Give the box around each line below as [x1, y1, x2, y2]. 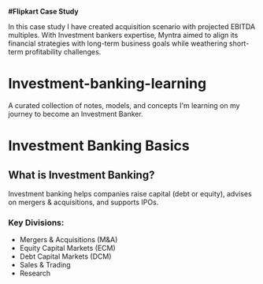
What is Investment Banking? [8, 168, 155, 181]
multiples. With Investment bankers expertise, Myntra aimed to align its [8, 31, 239, 39]
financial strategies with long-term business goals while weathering [8, 39, 228, 48]
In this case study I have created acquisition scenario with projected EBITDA [8, 22, 256, 31]
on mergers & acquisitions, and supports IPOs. [8, 197, 159, 207]
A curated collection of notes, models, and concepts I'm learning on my [8, 100, 240, 110]
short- [228, 39, 250, 48]
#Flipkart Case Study [8, 7, 79, 16]
